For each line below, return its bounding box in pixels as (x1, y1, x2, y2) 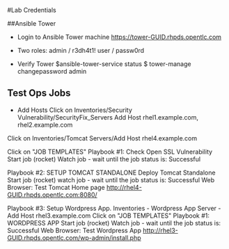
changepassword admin (17, 67, 87, 75)
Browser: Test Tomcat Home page (7, 183, 106, 191)
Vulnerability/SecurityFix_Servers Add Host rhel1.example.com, (17, 113, 199, 121)
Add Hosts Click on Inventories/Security (17, 106, 132, 114)
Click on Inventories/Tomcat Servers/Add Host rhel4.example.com (7, 134, 197, 142)
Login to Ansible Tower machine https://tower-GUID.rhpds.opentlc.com (17, 33, 221, 41)
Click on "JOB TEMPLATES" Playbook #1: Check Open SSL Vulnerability (7, 147, 213, 156)
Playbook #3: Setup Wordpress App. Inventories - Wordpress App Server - (7, 204, 221, 212)
